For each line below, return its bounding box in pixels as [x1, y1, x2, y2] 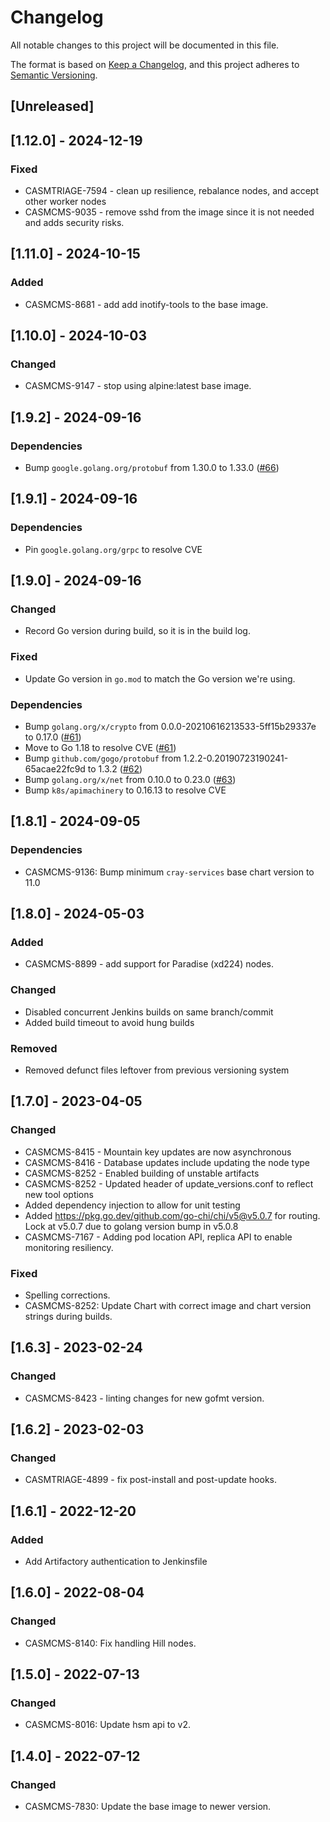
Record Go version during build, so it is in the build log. [24, 625, 251, 637]
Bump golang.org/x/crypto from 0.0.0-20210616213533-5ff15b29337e [24, 721, 317, 733]
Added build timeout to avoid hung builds [24, 1016, 195, 1028]
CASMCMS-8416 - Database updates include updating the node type [24, 1156, 311, 1168]
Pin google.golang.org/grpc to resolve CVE [24, 543, 203, 555]
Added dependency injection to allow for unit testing [24, 1199, 241, 1211]
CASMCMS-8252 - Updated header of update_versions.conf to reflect [24, 1177, 314, 1190]
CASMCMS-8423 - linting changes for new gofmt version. [24, 1392, 265, 1404]
